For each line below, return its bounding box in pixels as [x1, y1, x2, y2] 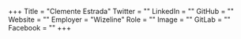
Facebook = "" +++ [8, 23, 71, 32]
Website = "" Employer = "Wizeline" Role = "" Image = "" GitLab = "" [8, 15, 231, 24]
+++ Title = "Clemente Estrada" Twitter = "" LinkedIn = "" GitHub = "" [8, 7, 235, 16]
